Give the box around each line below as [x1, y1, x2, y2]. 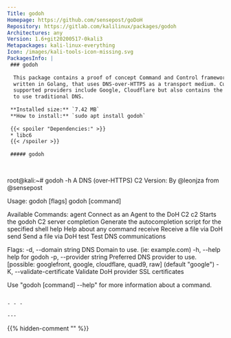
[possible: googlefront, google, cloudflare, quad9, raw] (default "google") [7, 260, 215, 268]
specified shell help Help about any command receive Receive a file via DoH [7, 224, 223, 233]
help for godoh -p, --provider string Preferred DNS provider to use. [7, 253, 197, 261]
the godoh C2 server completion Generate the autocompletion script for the [7, 218, 221, 226]
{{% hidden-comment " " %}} [7, 324, 89, 332]
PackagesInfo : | [7, 55, 54, 62]
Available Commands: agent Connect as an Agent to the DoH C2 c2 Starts [7, 210, 217, 218]
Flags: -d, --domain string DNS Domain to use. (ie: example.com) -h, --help [7, 245, 221, 253]
